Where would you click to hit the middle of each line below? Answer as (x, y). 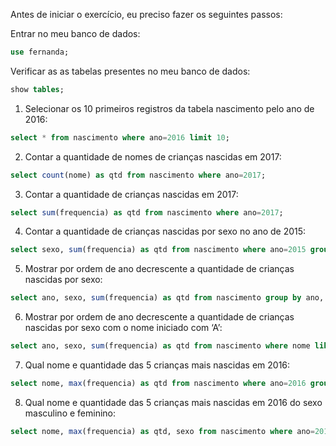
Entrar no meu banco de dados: (75, 33)
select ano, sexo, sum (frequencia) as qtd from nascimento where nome (160, 346)
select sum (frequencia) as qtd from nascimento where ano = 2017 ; (147, 212)
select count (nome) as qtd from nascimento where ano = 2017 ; (138, 175)
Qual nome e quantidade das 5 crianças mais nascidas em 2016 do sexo (173, 402)
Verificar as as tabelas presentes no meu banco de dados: (130, 71)
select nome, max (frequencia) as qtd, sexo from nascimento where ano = (162, 431)
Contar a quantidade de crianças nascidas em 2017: (131, 194)
